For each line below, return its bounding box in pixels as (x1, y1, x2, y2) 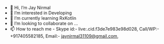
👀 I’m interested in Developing (10, 10, 72, 16)
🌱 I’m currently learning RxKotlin (10, 15, 77, 21)
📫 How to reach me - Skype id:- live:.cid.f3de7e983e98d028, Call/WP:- (10, 26, 159, 32)
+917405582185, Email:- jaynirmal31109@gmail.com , (10, 33, 119, 39)
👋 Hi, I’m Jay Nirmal (10, 5, 51, 10)
